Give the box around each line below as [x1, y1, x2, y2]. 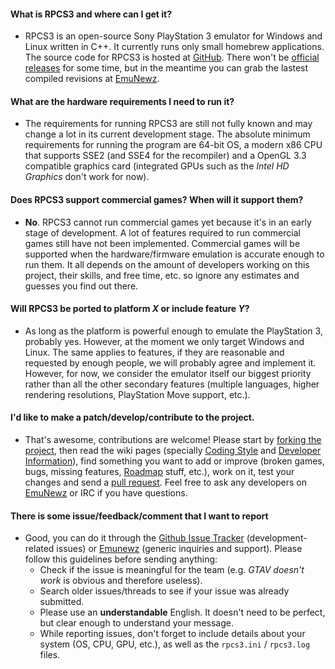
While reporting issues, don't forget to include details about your [39, 628, 306, 640]
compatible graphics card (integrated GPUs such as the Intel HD [24, 160, 290, 172]
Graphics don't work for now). [24, 171, 150, 183]
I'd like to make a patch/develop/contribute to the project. [10, 411, 255, 424]
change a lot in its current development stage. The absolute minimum [24, 128, 311, 140]
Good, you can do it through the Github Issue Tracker [24, 532, 245, 544]
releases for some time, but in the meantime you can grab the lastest [24, 62, 309, 74]
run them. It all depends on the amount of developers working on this [24, 258, 310, 270]
